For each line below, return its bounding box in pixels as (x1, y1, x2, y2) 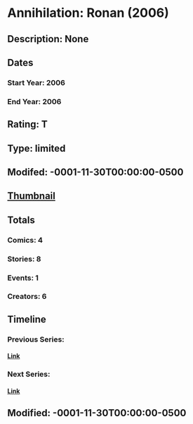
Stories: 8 (7, 254, 41, 264)
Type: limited (7, 142, 66, 154)
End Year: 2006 (7, 96, 62, 106)
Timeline (7, 313, 47, 325)
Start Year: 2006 (7, 77, 65, 87)
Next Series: (7, 369, 51, 379)
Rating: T (7, 118, 48, 131)
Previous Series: (7, 334, 65, 344)
